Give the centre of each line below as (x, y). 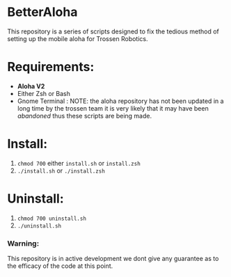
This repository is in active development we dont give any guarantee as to (113, 259)
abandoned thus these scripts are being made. (85, 116)
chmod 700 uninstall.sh (52, 219)
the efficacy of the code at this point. (60, 266)
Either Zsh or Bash (44, 93)
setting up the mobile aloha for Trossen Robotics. (78, 38)
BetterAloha (42, 12)
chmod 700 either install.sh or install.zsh (79, 163)
